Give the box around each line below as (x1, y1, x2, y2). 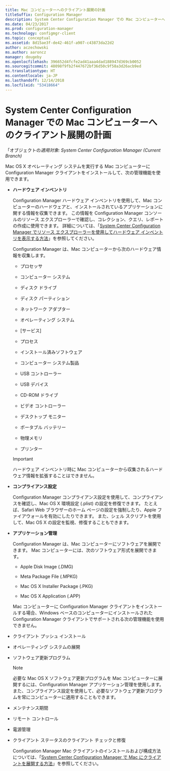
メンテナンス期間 (12, 705, 49, 711)
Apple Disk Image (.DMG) (20, 563, 73, 569)
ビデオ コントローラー (20, 402, 66, 409)
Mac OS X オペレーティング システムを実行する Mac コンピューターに (5, 163, 151, 169)
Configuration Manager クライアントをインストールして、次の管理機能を (5, 169, 156, 175)
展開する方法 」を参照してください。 (26, 760, 101, 766)
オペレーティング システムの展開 (12, 644, 80, 650)
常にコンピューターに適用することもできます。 (21, 694, 119, 700)
